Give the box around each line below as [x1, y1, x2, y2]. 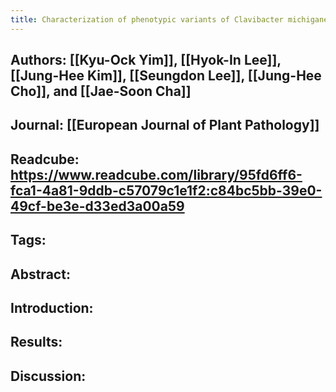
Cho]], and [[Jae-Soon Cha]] [10, 83, 192, 100]
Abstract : [10, 266, 71, 283]
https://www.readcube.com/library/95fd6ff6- [10, 166, 303, 183]
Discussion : [10, 367, 87, 385]
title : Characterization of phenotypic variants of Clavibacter [10, 14, 284, 25]
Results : [10, 334, 63, 351]
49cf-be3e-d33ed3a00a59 [10, 197, 185, 215]
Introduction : [10, 299, 94, 316]
